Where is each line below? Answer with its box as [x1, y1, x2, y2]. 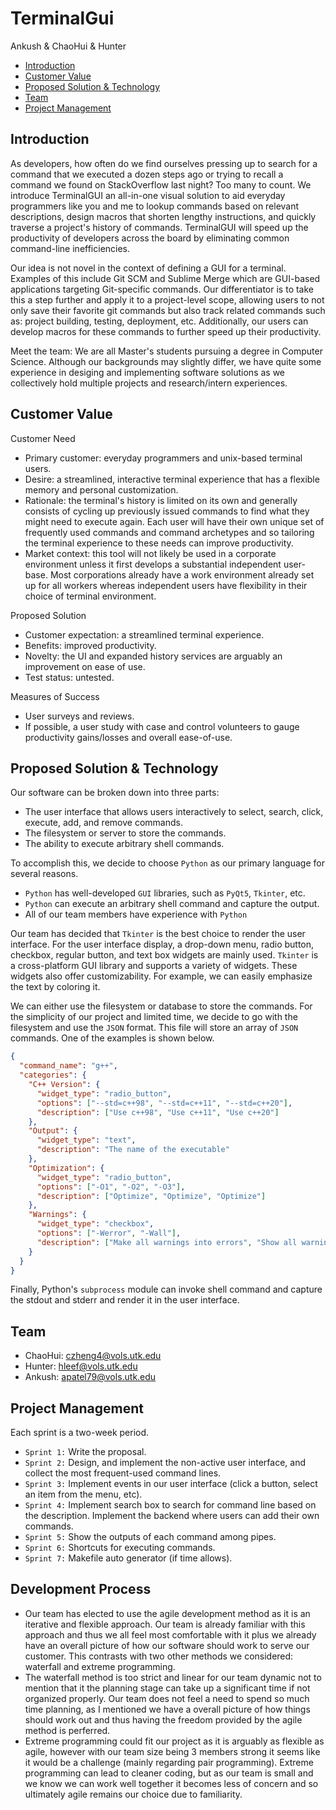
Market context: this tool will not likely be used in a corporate [24, 547, 277, 559]
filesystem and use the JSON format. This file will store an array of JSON [10, 1022, 299, 1034]
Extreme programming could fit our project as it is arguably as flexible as [24, 1735, 325, 1747]
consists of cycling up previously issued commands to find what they [24, 505, 310, 517]
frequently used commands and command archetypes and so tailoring [24, 526, 315, 538]
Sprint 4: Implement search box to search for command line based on [24, 1499, 317, 1511]
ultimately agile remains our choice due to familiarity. [24, 1788, 243, 1800]
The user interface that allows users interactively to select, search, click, [24, 806, 324, 818]
